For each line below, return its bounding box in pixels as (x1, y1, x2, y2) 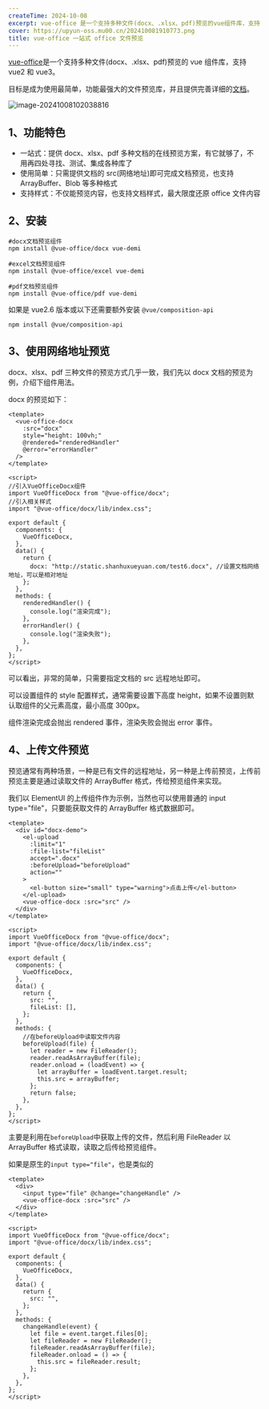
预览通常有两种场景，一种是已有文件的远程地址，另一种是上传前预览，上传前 (8, 765, 261, 775)
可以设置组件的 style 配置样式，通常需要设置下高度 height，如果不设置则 (8, 690, 247, 700)
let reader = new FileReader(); (29, 1046, 138, 1055)
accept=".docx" (29, 854, 81, 863)
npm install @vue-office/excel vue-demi (8, 266, 146, 275)
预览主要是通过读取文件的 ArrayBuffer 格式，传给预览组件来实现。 (8, 776, 227, 786)
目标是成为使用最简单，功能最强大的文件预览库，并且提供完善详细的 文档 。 (8, 84, 254, 94)
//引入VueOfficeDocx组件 (8, 482, 86, 490)
